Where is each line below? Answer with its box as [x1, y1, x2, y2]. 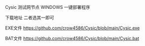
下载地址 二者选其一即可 [5, 15, 54, 21]
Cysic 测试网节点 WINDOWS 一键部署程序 [5, 4, 91, 10]
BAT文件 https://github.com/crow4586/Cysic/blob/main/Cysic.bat [5, 36, 140, 41]
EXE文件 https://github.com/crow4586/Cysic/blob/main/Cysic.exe [5, 25, 140, 31]
